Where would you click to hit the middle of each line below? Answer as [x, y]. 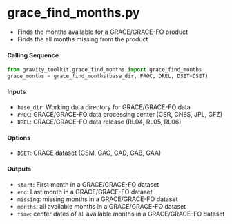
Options [19, 138]
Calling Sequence [33, 55]
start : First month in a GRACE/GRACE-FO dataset [88, 184]
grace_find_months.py [74, 13]
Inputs [17, 92]
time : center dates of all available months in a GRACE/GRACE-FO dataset [121, 214]
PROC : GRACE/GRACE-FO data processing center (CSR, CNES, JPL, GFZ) [120, 115]
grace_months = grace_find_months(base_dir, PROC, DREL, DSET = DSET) [108, 76]
